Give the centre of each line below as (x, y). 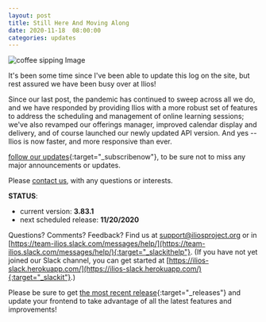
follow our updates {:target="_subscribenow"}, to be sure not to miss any (127, 157)
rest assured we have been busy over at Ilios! (82, 84)
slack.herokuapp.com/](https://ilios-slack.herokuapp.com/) (105, 269)
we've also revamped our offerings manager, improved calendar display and (133, 125)
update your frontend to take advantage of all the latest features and (120, 301)
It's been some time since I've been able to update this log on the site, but (129, 75)
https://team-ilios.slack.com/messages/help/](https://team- (108, 243)
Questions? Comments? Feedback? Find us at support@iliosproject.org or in (133, 236)
